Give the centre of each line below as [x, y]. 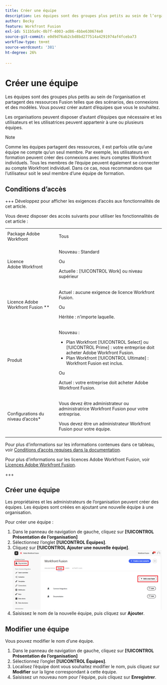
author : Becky [20, 21]
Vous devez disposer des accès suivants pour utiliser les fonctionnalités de [82, 216]
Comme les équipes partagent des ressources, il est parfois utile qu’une [79, 147]
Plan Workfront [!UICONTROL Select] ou [108, 342]
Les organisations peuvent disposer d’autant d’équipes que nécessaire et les [83, 117]
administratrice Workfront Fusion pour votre [103, 409]
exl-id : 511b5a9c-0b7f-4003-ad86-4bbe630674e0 [54, 32]
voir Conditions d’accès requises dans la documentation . [63, 450]
